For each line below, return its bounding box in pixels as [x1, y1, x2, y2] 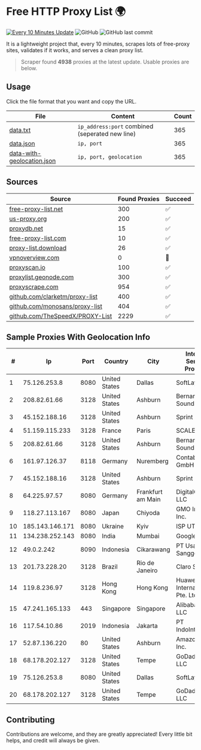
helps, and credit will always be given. [6, 737, 100, 744]
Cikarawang [136, 545, 170, 554]
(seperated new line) [77, 129, 136, 138]
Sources [6, 177, 38, 187]
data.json [9, 139, 35, 147]
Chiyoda [136, 509, 160, 517]
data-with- [9, 149, 42, 157]
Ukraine [101, 522, 124, 530]
